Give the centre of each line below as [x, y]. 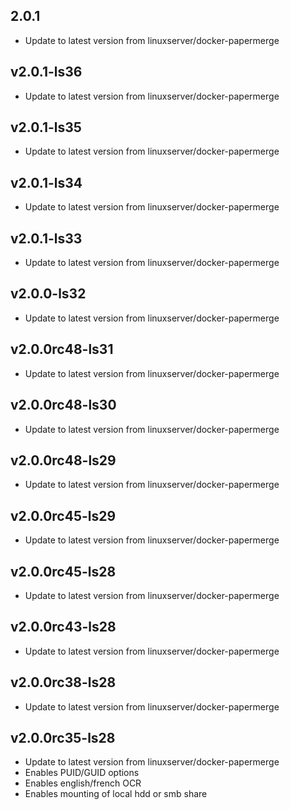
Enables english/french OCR [83, 783]
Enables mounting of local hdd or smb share [116, 794]
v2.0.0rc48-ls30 [63, 405]
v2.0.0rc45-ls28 [63, 571]
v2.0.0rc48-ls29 [63, 460]
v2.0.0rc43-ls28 [63, 627]
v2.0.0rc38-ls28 [63, 682]
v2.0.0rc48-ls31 [62, 349]
